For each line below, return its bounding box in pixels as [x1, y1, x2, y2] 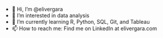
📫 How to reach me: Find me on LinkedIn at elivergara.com [11, 25, 157, 32]
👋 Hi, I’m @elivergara [11, 6, 63, 12]
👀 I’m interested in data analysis [11, 12, 90, 19]
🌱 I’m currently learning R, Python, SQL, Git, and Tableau [11, 18, 150, 25]
